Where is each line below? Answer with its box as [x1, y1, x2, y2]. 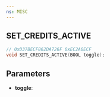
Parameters [6, 68, 51, 79]
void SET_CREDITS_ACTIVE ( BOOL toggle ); [6, 52, 105, 58]
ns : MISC [6, 8, 28, 15]
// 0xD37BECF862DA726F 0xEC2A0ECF [6, 46, 92, 52]
